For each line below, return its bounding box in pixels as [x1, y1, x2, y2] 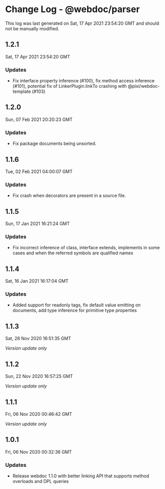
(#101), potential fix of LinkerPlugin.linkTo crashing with [12, 83, 127, 89]
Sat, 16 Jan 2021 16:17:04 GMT [5, 278, 69, 284]
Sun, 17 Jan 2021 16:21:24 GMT [5, 221, 70, 227]
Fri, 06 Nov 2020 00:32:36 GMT [5, 449, 72, 455]
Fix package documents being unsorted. [12, 140, 97, 147]
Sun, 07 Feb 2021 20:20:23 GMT [5, 116, 73, 122]
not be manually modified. [5, 25, 59, 31]
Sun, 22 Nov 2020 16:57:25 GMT [5, 373, 73, 379]
